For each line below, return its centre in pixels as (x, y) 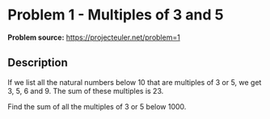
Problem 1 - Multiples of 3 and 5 (116, 15)
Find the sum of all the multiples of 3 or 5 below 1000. (97, 106)
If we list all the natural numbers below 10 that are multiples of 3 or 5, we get (135, 82)
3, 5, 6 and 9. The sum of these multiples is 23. (86, 91)
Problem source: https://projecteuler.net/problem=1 (94, 37)
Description (38, 63)
